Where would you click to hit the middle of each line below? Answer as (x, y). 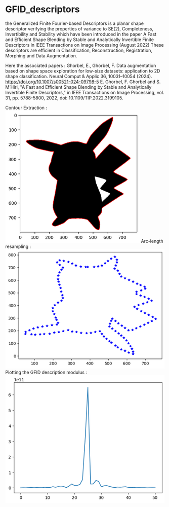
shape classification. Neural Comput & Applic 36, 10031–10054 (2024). (79, 76)
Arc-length (152, 241)
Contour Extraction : (26, 107)
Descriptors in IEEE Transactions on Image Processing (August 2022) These (85, 45)
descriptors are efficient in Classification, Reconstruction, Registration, (79, 50)
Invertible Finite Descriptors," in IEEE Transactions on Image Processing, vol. (85, 92)
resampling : (18, 246)
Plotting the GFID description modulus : (46, 372)
